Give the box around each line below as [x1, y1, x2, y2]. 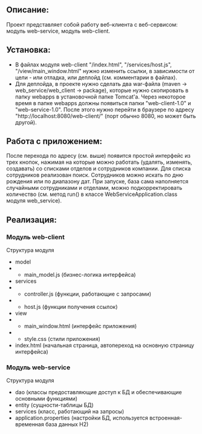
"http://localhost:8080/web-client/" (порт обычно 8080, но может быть [15, 112, 197, 120]
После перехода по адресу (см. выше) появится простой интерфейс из [6, 152, 191, 160]
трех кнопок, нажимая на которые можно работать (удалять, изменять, [6, 158, 192, 166]
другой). [15, 118, 37, 126]
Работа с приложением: [6, 136, 103, 147]
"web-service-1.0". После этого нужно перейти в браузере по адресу [15, 106, 195, 113]
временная [15, 421, 44, 428]
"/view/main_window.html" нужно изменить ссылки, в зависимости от [15, 67, 195, 74]
